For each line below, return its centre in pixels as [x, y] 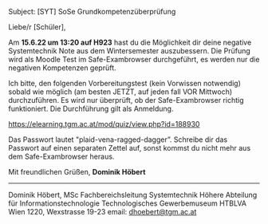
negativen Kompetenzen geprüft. [63, 68]
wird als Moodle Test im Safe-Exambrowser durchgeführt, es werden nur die [134, 59]
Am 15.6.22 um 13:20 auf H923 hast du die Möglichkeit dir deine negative [130, 42]
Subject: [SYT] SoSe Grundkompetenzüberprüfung [92, 12]
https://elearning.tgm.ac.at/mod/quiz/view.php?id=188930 [104, 124]
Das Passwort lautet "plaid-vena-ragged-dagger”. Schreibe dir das [118, 140]
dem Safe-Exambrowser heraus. [61, 156]
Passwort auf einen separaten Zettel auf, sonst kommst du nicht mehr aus [130, 148]
